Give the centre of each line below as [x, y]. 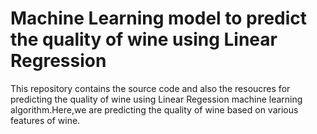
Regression [58, 61]
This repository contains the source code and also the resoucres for [150, 88]
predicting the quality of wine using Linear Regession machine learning [156, 99]
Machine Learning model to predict [159, 18]
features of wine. [45, 120]
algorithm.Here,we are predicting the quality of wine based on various [154, 109]
